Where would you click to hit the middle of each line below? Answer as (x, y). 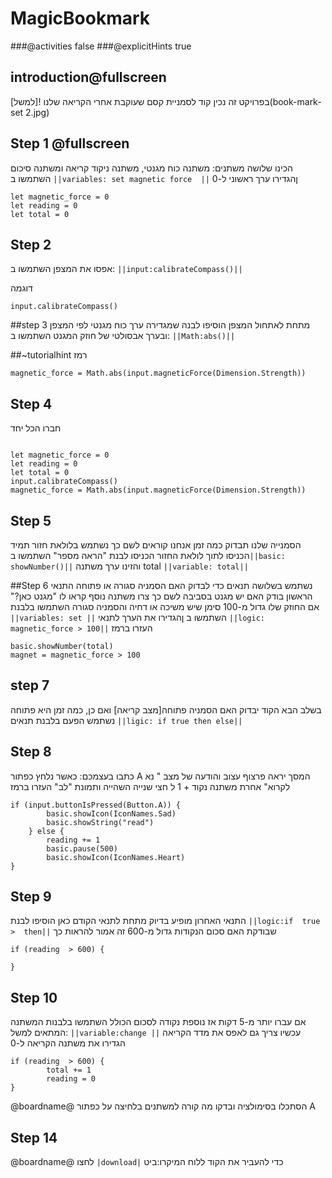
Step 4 (31, 403)
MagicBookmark (80, 18)
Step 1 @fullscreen (70, 143)
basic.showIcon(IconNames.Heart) (116, 857)
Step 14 (34, 1137)
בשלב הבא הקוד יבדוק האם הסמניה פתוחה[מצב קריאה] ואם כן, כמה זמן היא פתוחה (166, 709)
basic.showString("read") (100, 822)
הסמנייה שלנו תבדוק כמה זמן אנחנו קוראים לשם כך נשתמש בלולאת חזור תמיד (156, 545)
